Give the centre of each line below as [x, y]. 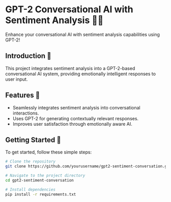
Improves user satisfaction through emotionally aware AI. [72, 124]
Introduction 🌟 [28, 56]
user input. [17, 79]
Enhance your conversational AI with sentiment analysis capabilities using [83, 34]
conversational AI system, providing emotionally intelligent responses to [81, 74]
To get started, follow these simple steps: [49, 152]
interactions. [26, 113]
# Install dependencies [31, 189]
